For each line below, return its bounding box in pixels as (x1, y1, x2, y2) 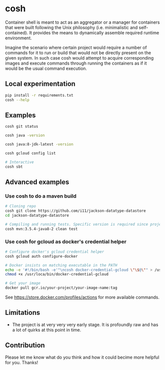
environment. (5, 35, 32, 41)
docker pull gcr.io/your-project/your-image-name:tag (5, 285, 118, 291)
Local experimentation (5, 80, 76, 88)
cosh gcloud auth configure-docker (5, 254, 78, 259)
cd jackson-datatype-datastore (5, 213, 69, 218)
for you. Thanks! (5, 359, 38, 365)
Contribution (5, 341, 45, 350)
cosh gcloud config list (5, 151, 56, 156)
